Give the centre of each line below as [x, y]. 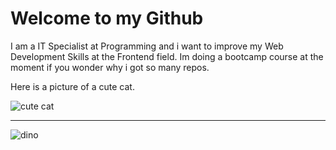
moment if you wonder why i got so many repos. [110, 67]
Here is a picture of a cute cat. [72, 86]
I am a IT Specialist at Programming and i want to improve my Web [147, 46]
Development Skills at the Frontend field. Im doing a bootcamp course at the [167, 56]
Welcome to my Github [107, 18]
